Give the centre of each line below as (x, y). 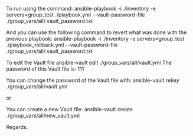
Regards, (17, 127)
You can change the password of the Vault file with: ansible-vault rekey (93, 80)
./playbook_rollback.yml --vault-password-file (62, 45)
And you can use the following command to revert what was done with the (97, 32)
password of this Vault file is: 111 (45, 69)
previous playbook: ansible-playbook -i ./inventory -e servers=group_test (95, 39)
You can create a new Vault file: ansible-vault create (69, 109)
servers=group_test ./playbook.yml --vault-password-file (76, 15)
